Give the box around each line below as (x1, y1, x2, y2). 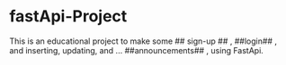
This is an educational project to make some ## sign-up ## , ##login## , (9, 36, 277, 46)
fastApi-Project (9, 6, 128, 27)
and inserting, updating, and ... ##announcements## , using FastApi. (9, 45, 264, 55)
